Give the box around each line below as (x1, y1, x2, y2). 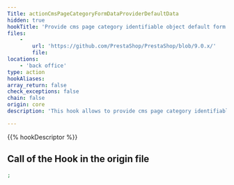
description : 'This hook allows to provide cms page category (7, 108, 192, 114)
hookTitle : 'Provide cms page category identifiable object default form (7, 23, 226, 30)
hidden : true (7, 17, 45, 24)
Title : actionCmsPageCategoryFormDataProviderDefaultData (7, 10, 179, 17)
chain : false (7, 95, 45, 102)
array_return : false (7, 82, 68, 89)
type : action (7, 68, 45, 75)
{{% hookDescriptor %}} (7, 133, 78, 141)
